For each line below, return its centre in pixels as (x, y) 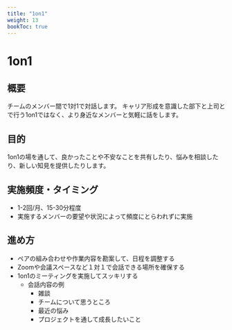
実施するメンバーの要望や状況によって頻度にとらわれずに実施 (105, 216)
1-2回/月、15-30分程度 (49, 208)
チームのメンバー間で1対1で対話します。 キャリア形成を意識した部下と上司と (116, 106)
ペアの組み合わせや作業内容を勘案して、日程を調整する (96, 258)
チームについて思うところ (74, 302)
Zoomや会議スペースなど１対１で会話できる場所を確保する (101, 267)
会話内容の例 (46, 284)
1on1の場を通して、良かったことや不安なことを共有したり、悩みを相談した (113, 157)
